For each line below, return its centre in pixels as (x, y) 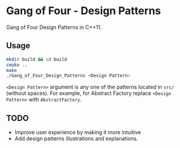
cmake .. (17, 65)
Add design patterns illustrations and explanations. (76, 139)
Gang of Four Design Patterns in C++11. (54, 27)
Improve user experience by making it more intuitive (78, 132)
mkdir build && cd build (37, 59)
